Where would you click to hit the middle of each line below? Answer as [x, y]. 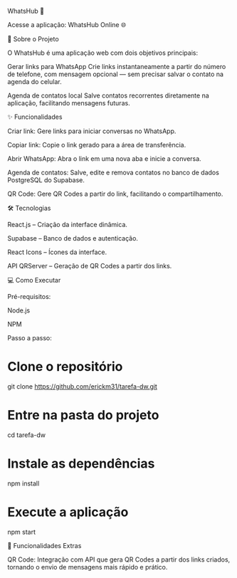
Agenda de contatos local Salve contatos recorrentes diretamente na [109, 95]
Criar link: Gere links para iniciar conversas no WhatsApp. [92, 131]
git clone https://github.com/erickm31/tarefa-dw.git [83, 386]
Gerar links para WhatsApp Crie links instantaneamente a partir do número [117, 67]
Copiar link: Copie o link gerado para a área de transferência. [97, 145]
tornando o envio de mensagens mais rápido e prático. [88, 567]
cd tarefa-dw [27, 435]
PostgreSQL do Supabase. [46, 180]
